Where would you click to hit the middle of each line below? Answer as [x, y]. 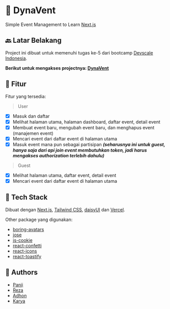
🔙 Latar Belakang [34, 40]
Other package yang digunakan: [39, 219]
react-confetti [27, 245]
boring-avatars [28, 229]
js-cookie [23, 240]
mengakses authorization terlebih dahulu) [59, 155]
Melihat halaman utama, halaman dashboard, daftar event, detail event [86, 122]
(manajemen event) [33, 133]
